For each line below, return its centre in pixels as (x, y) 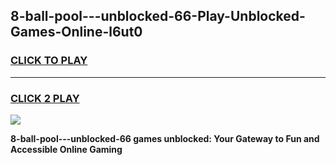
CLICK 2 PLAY (45, 98)
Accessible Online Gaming (66, 149)
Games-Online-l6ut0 (76, 32)
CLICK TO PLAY (49, 61)
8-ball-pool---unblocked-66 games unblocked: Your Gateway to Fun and (165, 138)
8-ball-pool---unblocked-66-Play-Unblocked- (158, 16)
